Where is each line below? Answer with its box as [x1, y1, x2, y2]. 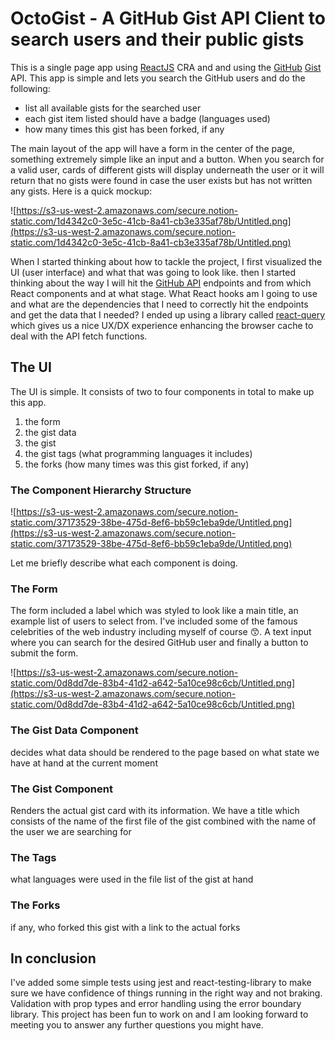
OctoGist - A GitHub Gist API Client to [10, 7, 326, 30]
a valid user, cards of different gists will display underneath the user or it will [10, 163, 325, 176]
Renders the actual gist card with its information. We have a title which [10, 804, 300, 816]
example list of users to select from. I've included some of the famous [10, 615, 298, 627]
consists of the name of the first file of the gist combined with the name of [10, 815, 317, 827]
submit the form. [10, 647, 79, 659]
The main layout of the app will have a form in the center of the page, [10, 142, 295, 154]
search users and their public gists [10, 28, 305, 51]
